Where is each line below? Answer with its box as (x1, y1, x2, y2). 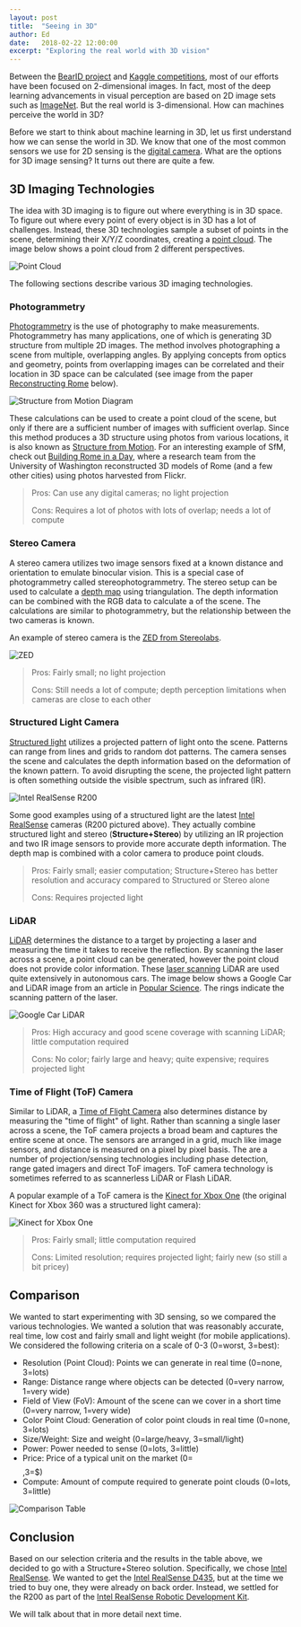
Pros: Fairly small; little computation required (30, 1235, 197, 1245)
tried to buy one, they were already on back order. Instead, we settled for (9, 1582, 279, 1593)
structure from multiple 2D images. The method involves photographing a (9, 340, 280, 351)
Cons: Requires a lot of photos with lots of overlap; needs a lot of (30, 505, 271, 516)
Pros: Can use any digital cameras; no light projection (30, 488, 229, 498)
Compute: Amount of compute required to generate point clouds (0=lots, (21, 1476, 291, 1487)
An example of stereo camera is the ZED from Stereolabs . (9, 632, 222, 643)
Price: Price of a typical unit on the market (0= (21, 1453, 193, 1464)
